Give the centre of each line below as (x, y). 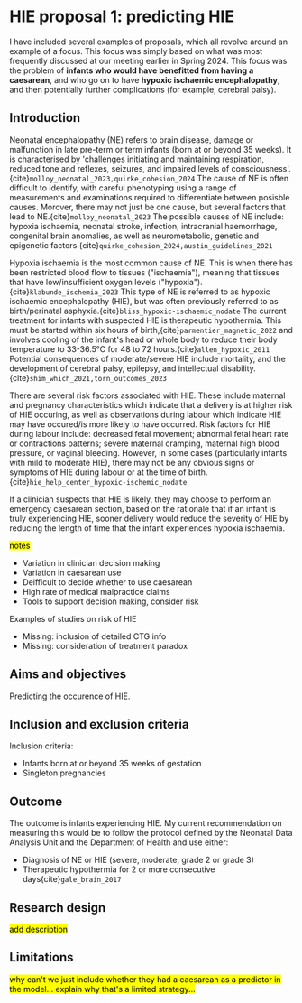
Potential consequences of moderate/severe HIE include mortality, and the (147, 358)
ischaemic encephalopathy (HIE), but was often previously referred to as (144, 301)
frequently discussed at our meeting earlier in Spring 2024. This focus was (148, 60)
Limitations (41, 957)
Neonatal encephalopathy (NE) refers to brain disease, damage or (132, 139)
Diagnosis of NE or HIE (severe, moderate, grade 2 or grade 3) (138, 860)
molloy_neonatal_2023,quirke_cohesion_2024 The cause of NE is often (159, 178)
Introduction (45, 118)
